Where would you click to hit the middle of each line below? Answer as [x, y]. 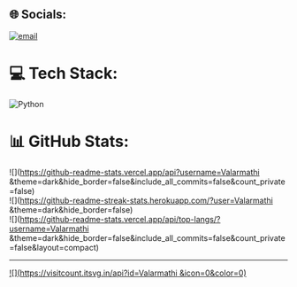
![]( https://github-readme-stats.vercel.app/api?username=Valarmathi [134, 172]
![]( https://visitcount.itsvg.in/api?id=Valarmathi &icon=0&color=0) [128, 273]
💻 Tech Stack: [64, 74]
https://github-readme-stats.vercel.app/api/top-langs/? [120, 219]
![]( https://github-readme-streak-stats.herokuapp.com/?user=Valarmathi [141, 200]
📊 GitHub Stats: [69, 141]
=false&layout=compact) [54, 247]
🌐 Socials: [38, 15]
